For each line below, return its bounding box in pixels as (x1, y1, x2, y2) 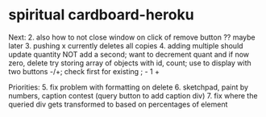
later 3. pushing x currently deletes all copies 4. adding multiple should (8, 40, 243, 50)
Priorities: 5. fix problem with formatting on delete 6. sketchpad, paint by (8, 82, 248, 92)
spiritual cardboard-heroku (8, 6, 195, 24)
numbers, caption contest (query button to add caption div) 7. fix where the (8, 90, 258, 100)
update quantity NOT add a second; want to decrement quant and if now (8, 49, 250, 59)
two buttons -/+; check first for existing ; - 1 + (8, 66, 160, 76)
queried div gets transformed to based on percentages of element (8, 99, 228, 109)
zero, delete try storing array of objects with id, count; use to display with (8, 58, 251, 68)
